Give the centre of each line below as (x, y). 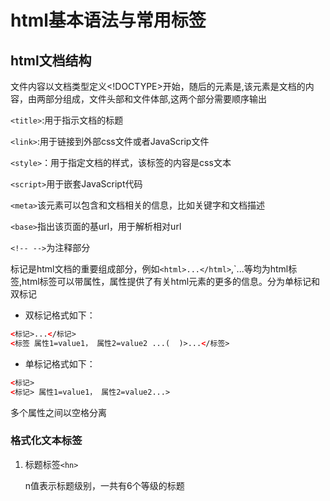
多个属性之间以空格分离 (58, 412)
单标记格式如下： (60, 363)
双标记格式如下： (60, 315)
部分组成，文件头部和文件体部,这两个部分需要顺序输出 (156, 99)
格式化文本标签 (46, 441)
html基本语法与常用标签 (108, 20)
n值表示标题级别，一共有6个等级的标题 (104, 485)
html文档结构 (51, 60)
